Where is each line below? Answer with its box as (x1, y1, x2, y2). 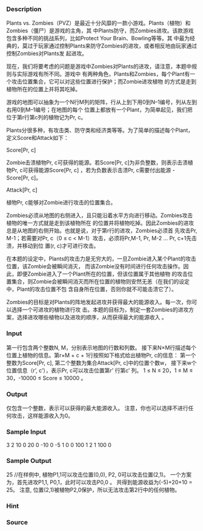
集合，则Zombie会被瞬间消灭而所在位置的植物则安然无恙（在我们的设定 (11, 278, 190, 285)
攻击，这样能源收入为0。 (11, 412, 74, 419)
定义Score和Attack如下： (6, 134, 69, 142)
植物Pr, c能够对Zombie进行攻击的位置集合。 (6, 199, 116, 206)
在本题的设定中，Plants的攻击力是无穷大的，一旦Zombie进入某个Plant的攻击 (6, 255, 196, 263)
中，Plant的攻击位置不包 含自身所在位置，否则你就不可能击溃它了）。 (6, 285, 177, 293)
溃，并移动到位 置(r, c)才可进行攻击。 (6, 242, 99, 249)
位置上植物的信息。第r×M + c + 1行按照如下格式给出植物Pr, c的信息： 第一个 (6, 352, 196, 359)
